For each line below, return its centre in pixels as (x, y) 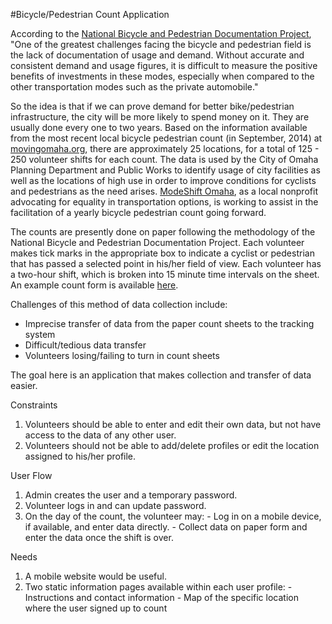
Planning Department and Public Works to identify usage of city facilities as (165, 170)
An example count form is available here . (94, 285)
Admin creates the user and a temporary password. (131, 495)
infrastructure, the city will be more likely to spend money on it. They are (160, 117)
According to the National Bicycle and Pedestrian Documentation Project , (161, 33)
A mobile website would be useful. (95, 576)
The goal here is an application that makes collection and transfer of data (161, 375)
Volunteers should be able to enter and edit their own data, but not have (173, 424)
